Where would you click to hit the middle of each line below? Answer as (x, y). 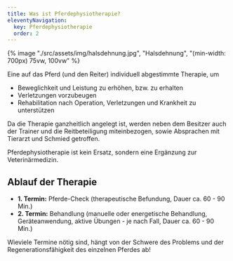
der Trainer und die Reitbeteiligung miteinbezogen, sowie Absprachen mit (113, 131)
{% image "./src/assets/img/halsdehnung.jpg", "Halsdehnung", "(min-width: (116, 53)
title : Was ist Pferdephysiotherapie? (64, 14)
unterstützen (36, 110)
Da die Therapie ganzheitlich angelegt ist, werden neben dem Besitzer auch (117, 124)
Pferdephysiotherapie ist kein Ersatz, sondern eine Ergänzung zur (102, 152)
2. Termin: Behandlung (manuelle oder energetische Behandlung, (112, 214)
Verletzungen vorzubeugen (57, 95)
